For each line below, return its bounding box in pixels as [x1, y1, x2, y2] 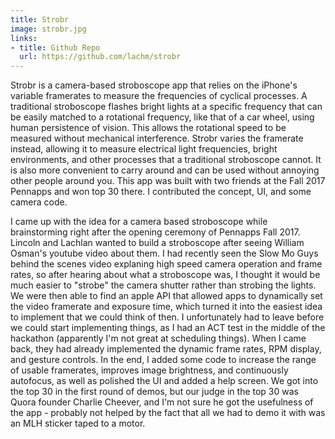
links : [10, 33, 38, 43]
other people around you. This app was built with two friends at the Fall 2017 [10, 175, 326, 187]
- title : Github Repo [10, 42, 101, 53]
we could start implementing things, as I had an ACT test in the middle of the [10, 322, 326, 334]
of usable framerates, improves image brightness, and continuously [10, 364, 289, 376]
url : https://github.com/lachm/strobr [19, 52, 182, 62]
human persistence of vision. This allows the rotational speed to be [10, 122, 287, 134]
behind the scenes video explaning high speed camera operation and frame [10, 258, 323, 270]
